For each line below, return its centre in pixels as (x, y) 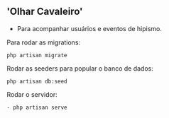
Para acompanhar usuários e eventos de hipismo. (89, 28)
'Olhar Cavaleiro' (45, 12)
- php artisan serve (37, 107)
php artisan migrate (37, 55)
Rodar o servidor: (32, 94)
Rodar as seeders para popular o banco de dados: (80, 68)
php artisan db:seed (37, 81)
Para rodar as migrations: (44, 42)
